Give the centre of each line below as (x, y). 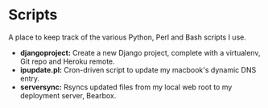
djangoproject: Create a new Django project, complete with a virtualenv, (140, 52)
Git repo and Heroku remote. (67, 61)
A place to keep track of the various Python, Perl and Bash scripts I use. (128, 37)
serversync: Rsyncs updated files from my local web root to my (126, 87)
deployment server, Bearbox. (68, 95)
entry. (30, 78)
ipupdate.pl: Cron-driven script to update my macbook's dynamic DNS (138, 69)
